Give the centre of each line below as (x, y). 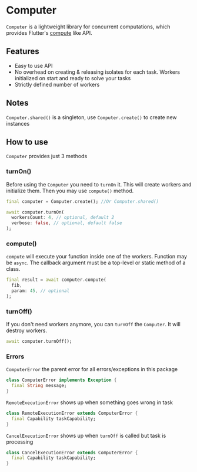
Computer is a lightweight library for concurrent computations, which (88, 27)
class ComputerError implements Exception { (61, 380)
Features (23, 52)
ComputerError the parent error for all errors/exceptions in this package (92, 369)
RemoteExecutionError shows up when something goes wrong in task (90, 402)
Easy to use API (34, 65)
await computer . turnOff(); (39, 342)
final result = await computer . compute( (56, 280)
